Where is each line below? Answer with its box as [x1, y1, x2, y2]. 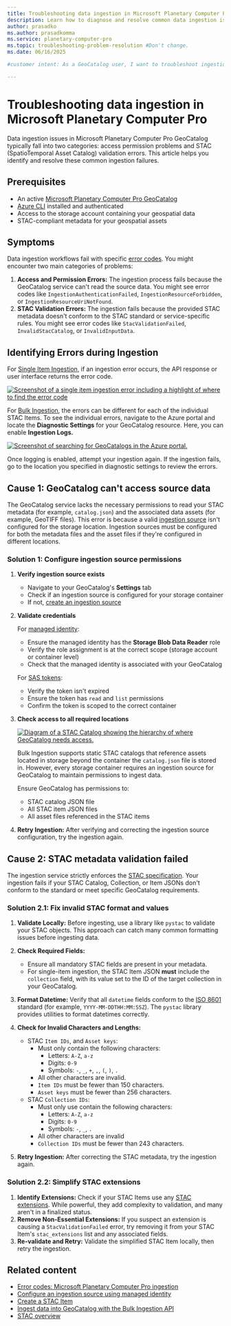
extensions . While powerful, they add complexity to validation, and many [16, 1201, 223, 1209]
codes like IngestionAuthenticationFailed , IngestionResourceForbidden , [16, 290, 223, 299]
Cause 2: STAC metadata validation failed [7, 853, 189, 865]
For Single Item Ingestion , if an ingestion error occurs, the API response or [7, 365, 218, 373]
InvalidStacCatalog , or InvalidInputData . [16, 327, 135, 335]
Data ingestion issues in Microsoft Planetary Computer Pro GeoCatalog [7, 134, 208, 142]
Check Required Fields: [16, 947, 85, 955]
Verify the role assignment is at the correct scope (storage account [27, 645, 218, 654]
